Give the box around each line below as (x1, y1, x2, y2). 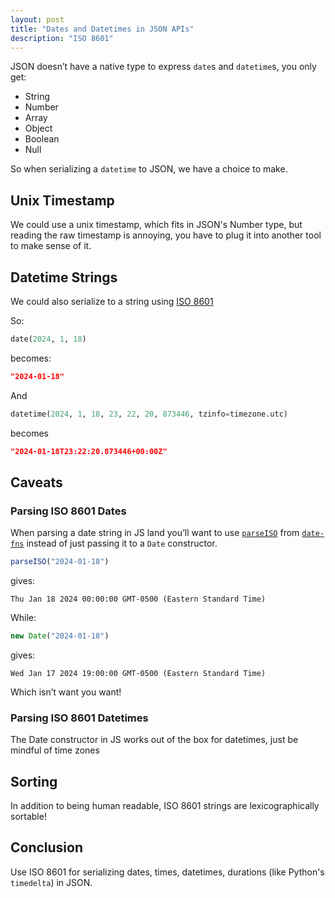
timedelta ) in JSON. (10, 876, 93, 888)
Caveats (10, 474, 63, 491)
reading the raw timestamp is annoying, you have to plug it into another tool (10, 229, 322, 241)
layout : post (10, 14, 65, 25)
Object (24, 122, 53, 135)
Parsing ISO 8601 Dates (10, 504, 127, 518)
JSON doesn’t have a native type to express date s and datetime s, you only (10, 61, 317, 73)
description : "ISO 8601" (10, 33, 114, 43)
